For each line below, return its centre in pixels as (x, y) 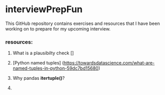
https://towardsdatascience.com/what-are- (109, 63)
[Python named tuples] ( (38, 63)
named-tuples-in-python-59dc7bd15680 (55, 68)
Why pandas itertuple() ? (39, 78)
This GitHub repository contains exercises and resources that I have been (82, 23)
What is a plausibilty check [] (43, 53)
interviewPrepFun (44, 9)
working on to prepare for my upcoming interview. (58, 28)
